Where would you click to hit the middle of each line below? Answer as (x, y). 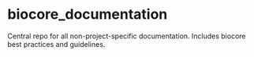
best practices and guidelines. (56, 44)
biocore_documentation (88, 14)
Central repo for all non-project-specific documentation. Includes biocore (127, 36)
